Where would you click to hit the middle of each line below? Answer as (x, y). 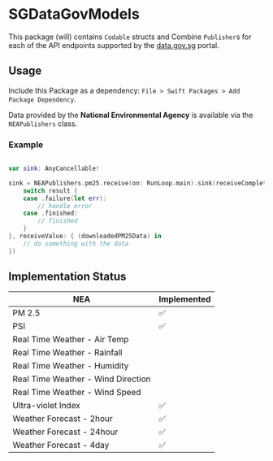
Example (26, 145)
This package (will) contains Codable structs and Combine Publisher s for (130, 37)
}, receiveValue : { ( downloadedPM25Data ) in (85, 237)
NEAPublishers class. (43, 124)
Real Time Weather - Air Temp (71, 340)
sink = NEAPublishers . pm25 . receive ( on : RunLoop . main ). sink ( (113, 183)
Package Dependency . (42, 99)
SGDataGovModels (74, 14)
